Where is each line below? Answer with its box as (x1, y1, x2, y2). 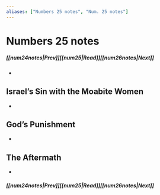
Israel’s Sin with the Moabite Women (6, 87, 144, 97)
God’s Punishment (6, 119, 76, 130)
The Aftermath (6, 152, 62, 162)
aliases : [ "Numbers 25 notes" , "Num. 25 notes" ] (6, 8, 129, 15)
